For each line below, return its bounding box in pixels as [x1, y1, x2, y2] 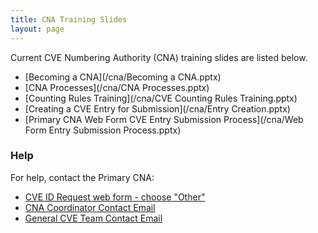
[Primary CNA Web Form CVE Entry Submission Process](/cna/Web [24, 113, 304, 125]
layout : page [10, 24, 65, 34]
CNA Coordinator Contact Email [24, 201, 156, 213]
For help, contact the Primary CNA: [10, 171, 155, 183]
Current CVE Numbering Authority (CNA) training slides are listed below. [10, 51, 308, 63]
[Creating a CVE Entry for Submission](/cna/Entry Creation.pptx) [24, 102, 291, 115]
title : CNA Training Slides [10, 14, 128, 25]
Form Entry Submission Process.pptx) [24, 124, 182, 136]
